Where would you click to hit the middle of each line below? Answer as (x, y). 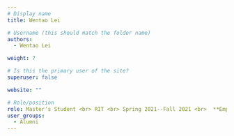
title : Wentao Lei (34, 20)
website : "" (24, 90)
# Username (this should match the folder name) (79, 33)
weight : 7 (22, 59)
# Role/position (31, 103)
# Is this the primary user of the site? (68, 71)
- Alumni (26, 122)
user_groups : (26, 116)
